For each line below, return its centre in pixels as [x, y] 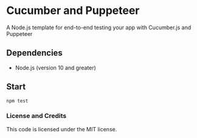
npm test [17, 101]
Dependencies [34, 53]
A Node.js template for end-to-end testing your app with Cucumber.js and [99, 27]
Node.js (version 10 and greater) [55, 67]
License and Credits [36, 116]
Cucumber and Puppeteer [73, 11]
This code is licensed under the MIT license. [62, 129]
